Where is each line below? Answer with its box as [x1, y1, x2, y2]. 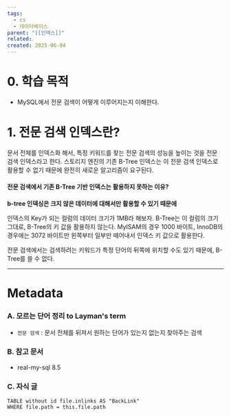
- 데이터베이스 [13, 23, 48, 30]
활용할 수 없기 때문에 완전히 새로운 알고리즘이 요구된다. [7, 166, 154, 174]
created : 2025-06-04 [7, 42, 67, 49]
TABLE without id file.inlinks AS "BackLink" [7, 398, 140, 405]
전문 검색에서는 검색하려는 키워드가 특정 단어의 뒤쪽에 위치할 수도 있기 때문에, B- [7, 246, 223, 255]
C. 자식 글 [7, 381, 38, 391]
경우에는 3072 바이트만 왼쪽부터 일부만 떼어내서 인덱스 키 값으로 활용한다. [7, 231, 205, 239]
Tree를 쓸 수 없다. [7, 255, 55, 263]
